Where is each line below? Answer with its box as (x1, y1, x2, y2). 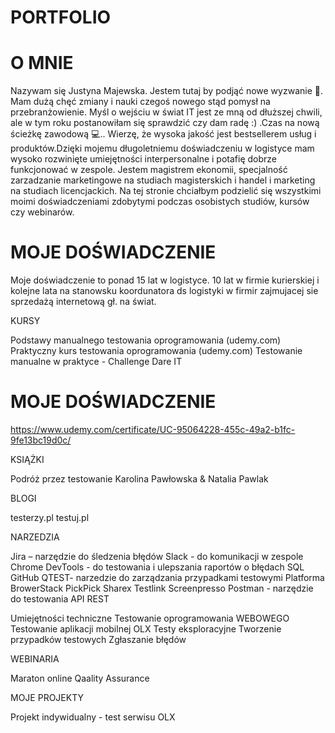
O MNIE (10, 52, 74, 75)
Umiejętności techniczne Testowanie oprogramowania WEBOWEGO (10, 612, 290, 624)
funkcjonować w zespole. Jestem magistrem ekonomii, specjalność (10, 164, 288, 176)
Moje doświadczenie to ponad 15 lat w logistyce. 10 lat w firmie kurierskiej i (10, 274, 320, 286)
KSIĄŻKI (10, 454, 45, 465)
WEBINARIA (10, 653, 60, 665)
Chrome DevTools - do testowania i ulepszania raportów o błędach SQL (10, 561, 305, 573)
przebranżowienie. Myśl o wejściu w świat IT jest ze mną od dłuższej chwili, (10, 106, 323, 118)
